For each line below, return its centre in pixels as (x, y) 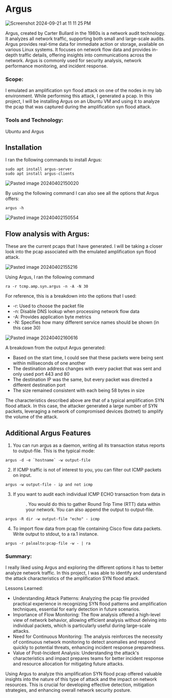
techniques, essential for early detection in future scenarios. (76, 609)
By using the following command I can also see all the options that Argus (82, 193)
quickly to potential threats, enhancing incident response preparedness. (89, 648)
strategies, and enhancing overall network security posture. (69, 690)
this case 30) (27, 328)
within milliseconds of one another (49, 363)
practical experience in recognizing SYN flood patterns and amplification (90, 604)
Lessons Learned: (24, 589)
